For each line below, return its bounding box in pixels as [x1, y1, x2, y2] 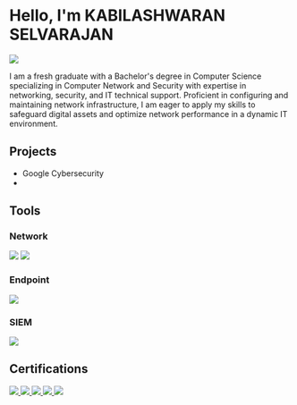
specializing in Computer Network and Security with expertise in [9, 80, 247, 90]
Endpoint [9, 274, 50, 286]
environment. [9, 118, 58, 129]
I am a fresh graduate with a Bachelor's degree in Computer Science [9, 71, 262, 81]
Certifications [9, 361, 89, 376]
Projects [9, 144, 57, 159]
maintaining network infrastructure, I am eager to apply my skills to [9, 99, 256, 110]
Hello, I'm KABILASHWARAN [9, 5, 226, 26]
